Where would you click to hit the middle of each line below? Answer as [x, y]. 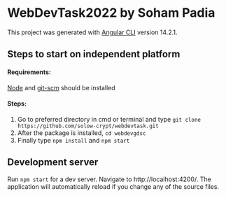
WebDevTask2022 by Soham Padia [111, 13]
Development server [53, 162]
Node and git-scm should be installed [61, 87]
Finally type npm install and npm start [73, 140]
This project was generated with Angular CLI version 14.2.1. [92, 32]
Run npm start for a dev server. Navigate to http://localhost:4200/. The [109, 179]
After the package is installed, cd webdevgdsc [82, 133]
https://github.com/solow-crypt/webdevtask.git [88, 126]
